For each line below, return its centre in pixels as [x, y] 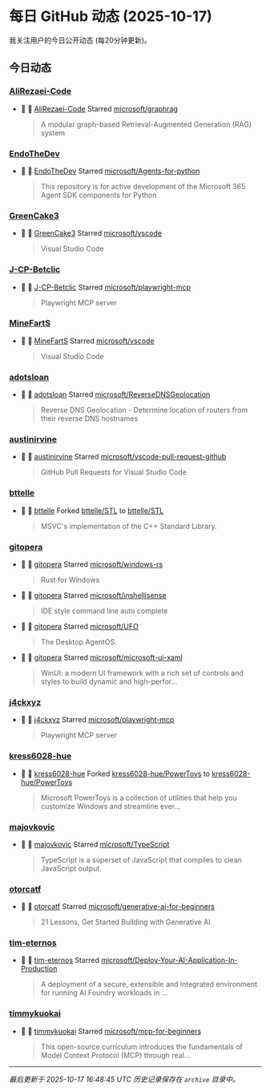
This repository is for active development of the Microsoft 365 [143, 186]
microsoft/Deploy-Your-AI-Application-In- [169, 960]
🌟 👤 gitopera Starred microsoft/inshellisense [93, 595]
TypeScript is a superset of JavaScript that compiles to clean [141, 859]
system [53, 132]
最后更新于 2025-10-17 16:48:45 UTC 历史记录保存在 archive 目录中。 [124, 1079]
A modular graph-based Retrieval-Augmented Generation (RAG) [146, 124]
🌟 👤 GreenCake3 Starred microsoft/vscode [91, 233]
